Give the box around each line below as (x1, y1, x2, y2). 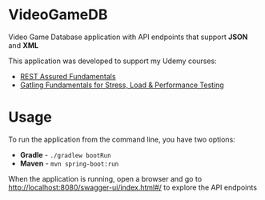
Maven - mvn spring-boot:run (19, 158, 119, 168)
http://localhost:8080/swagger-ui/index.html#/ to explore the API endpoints (8, 182, 258, 192)
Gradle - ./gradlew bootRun (19, 150, 111, 159)
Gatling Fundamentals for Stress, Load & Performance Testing (19, 80, 224, 90)
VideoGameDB (8, 6, 108, 24)
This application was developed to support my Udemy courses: (8, 56, 218, 66)
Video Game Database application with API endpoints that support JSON (8, 32, 248, 42)
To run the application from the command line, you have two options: (8, 134, 236, 144)
